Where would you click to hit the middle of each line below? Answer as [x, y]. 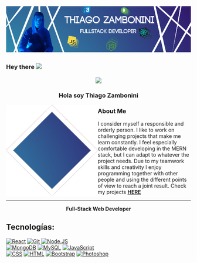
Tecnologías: [30, 227]
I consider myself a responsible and [141, 123]
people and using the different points [142, 179]
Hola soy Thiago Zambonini [98, 95]
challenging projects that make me [139, 136]
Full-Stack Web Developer [98, 209]
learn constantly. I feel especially [137, 142]
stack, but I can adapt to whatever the [143, 154]
